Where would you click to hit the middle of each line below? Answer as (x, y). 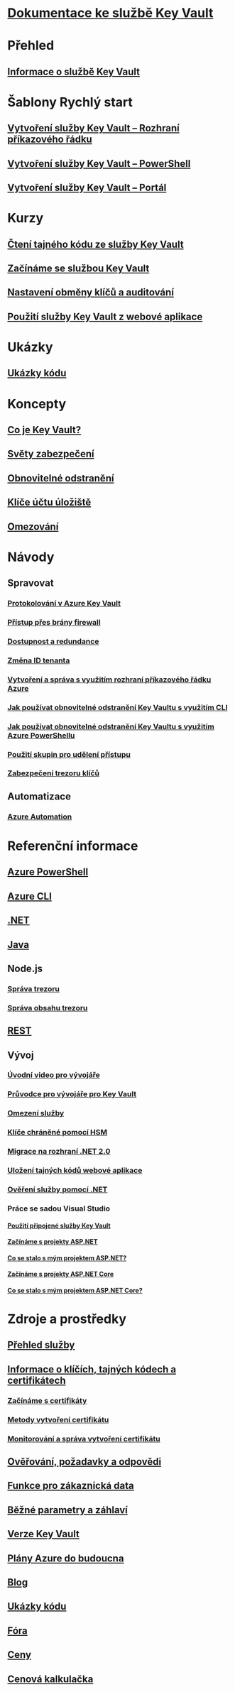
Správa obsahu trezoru (48, 1008)
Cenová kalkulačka (50, 1679)
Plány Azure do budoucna (66, 1558)
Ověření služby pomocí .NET (58, 1189)
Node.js (25, 968)
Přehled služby (41, 1345)
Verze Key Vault (43, 1534)
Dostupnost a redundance (53, 641)
